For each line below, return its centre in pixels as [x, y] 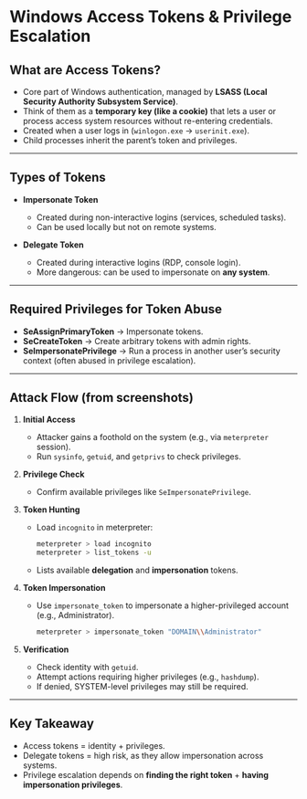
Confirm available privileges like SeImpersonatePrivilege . [143, 492]
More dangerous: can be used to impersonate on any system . [153, 272]
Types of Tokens [58, 178]
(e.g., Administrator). [75, 615]
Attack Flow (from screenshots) [102, 398]
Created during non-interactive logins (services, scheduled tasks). [161, 217]
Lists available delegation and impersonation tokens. [138, 570]
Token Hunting [51, 510]
